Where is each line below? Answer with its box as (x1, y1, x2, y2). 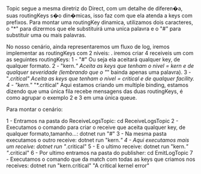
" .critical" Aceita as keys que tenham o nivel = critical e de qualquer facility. (6, 75, 195, 82)
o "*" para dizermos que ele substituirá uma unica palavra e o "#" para (6, 25, 181, 32)
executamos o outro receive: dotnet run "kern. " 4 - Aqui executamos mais (6, 137, 190, 143)
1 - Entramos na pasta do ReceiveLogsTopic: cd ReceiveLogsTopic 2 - (6, 118, 179, 124)
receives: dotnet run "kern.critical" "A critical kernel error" (6, 162, 150, 169)
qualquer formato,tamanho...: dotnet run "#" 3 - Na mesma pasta (6, 130, 167, 137)
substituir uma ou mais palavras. (6, 32, 86, 38)
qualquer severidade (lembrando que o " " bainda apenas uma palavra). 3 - (6, 68, 191, 76)
